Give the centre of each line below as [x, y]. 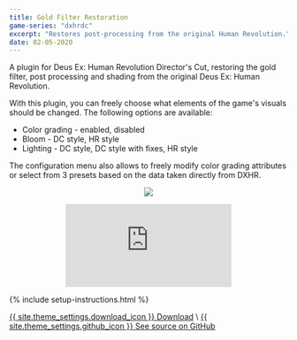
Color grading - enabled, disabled [84, 130]
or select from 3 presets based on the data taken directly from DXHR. [135, 175]
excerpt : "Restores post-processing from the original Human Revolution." [150, 34]
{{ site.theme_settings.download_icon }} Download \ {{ [108, 317]
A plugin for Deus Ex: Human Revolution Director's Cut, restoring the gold [143, 67]
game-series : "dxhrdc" [51, 26]
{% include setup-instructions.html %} [79, 300]
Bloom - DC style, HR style [70, 139]
